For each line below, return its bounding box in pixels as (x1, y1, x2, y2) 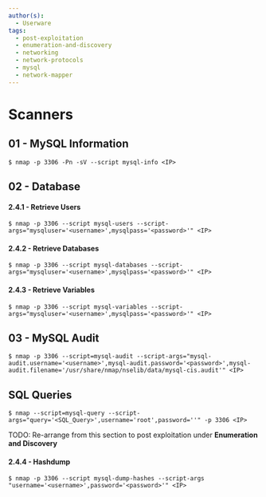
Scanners (8, 105, 73, 124)
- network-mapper (15, 71, 73, 79)
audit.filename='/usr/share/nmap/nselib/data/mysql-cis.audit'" (8, 366, 226, 375)
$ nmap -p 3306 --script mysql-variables (8, 302, 148, 311)
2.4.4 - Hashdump (8, 456, 71, 467)
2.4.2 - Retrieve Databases (8, 243, 100, 253)
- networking (15, 49, 59, 57)
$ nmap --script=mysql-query (8, 409, 105, 417)
